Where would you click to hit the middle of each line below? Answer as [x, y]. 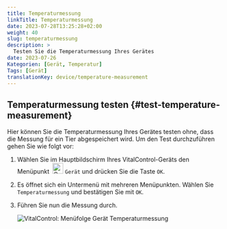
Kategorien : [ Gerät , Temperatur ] [55, 64]
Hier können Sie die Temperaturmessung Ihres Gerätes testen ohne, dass [110, 132]
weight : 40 [23, 32]
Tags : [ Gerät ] [27, 70]
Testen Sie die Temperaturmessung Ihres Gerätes [84, 52]
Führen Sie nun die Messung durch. [67, 205]
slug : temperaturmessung [42, 39]
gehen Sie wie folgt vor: [40, 146]
